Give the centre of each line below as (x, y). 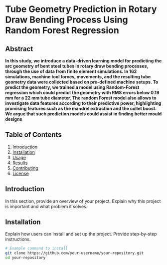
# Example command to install (37, 249)
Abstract (19, 49)
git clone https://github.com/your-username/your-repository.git (74, 253)
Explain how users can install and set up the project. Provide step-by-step (81, 234)
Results (20, 163)
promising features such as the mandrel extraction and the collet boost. (81, 109)
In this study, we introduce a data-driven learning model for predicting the (83, 61)
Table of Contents (34, 135)
